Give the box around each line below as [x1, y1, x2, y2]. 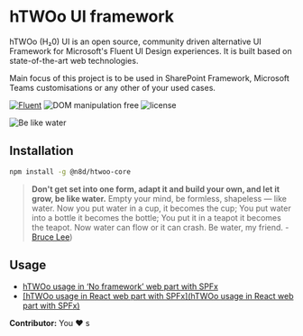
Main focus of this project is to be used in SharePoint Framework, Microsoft [9, 72, 290, 83]
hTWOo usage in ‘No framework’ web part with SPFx [22, 281, 219, 292]
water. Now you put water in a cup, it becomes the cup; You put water [31, 203, 291, 213]
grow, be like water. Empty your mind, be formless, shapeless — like [31, 193, 287, 204]
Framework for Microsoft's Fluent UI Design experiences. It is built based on [9, 45, 292, 56]
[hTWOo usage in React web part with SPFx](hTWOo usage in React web [22, 291, 294, 302]
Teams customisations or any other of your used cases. [9, 82, 216, 93]
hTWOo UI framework [9, 6, 174, 27]
